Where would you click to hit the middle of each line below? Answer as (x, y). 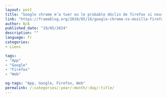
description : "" (22, 33)
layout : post (19, 10)
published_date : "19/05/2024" (37, 28)
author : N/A (17, 24)
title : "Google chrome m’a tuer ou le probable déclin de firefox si (79, 14)
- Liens (13, 47)
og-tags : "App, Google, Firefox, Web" (45, 83)
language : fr (19, 38)
